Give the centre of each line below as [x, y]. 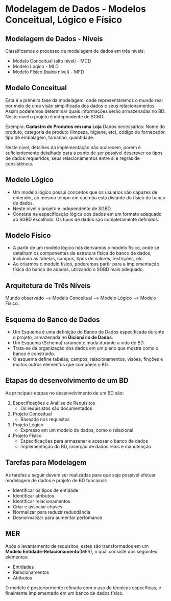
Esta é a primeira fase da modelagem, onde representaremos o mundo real [84, 100]
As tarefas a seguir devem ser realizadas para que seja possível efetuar [80, 475]
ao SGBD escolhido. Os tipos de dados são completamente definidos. [86, 219]
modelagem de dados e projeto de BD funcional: [56, 480]
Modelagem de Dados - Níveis [54, 39]
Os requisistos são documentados [56, 408]
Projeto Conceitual [32, 413]
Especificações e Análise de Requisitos [54, 403]
